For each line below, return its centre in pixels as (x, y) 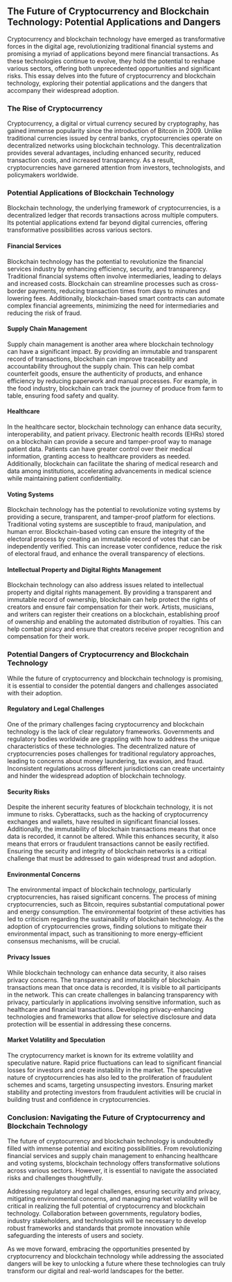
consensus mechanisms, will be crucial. (64, 941)
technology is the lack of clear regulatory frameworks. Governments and (111, 731)
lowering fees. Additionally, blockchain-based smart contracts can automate (116, 298)
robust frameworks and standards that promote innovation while (99, 1228)
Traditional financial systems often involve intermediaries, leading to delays (114, 276)
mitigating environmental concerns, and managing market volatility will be (112, 1199)
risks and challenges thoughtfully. (55, 1178)
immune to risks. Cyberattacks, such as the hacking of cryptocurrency (108, 814)
